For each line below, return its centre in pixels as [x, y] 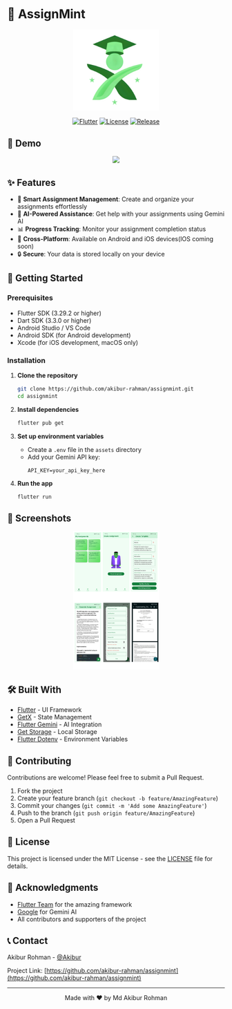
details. [18, 866]
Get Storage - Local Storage [57, 732]
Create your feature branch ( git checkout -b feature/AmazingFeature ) [118, 798]
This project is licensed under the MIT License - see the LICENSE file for [110, 858]
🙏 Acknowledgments [53, 888]
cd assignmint [37, 396]
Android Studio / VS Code [54, 328]
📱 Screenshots [39, 518]
